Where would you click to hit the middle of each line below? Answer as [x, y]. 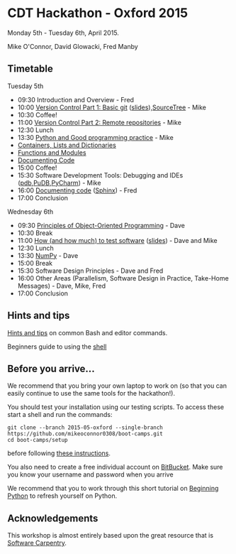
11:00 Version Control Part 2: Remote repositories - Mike [100, 122]
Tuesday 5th [26, 86]
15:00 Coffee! [37, 168]
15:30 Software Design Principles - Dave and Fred [90, 271]
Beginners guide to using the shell [57, 347]
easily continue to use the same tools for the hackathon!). [91, 393]
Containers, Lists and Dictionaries [67, 145]
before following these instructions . [59, 453]
